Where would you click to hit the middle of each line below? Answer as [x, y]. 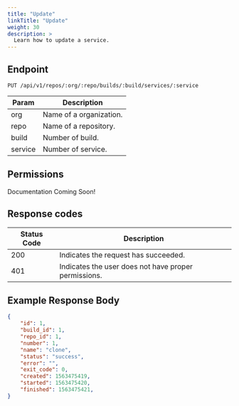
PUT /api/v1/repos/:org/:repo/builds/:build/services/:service [103, 85]
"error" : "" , [39, 363]
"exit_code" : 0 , [44, 370]
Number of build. [71, 137]
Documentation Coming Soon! [52, 191]
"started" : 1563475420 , [55, 383]
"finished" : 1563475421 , [57, 390]
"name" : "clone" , [46, 350]
